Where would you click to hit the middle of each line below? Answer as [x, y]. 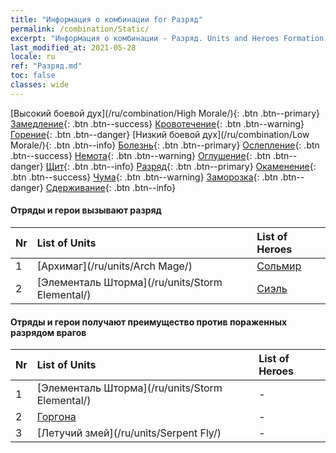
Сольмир [279, 266]
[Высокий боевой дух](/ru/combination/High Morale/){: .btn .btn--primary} [165, 113]
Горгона [56, 417]
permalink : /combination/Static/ [80, 29]
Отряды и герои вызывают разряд [86, 210]
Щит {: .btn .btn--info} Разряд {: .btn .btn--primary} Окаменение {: [181, 166]
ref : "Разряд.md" [46, 66]
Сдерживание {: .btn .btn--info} [111, 187]
